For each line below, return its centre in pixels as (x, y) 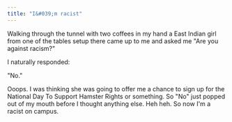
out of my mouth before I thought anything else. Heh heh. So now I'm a (109, 104)
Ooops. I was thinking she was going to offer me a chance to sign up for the (116, 89)
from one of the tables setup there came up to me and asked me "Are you (113, 41)
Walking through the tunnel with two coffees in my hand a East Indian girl (112, 33)
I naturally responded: (39, 62)
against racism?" (31, 48)
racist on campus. (33, 111)
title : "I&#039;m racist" (45, 14)
